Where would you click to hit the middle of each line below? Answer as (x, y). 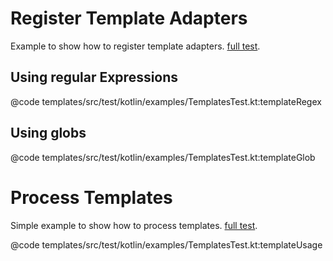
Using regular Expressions (94, 77)
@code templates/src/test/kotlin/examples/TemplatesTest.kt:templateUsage (166, 244)
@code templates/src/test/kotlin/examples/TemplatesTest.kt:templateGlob (163, 157)
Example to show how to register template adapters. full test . (135, 46)
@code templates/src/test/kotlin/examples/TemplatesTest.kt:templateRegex (166, 101)
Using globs (48, 133)
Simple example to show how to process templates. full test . (134, 225)
